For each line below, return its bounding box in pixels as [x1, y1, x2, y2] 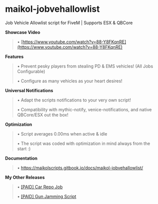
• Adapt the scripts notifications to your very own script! [17, 97, 131, 103]
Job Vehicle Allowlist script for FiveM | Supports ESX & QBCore [5, 20, 133, 26]
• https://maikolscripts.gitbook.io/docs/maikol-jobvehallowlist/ [17, 165, 143, 170]
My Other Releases [5, 174, 45, 180]
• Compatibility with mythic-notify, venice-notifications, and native [17, 106, 152, 112]
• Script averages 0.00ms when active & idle [17, 131, 107, 136]
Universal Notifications [5, 87, 53, 93]
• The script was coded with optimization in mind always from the [17, 140, 151, 146]
